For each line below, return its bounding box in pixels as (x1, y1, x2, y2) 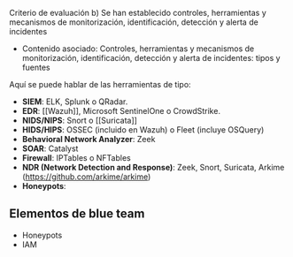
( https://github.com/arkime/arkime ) (21, 171, 151, 182)
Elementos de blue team (9, 207, 145, 222)
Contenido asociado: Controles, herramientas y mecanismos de (21, 43, 255, 54)
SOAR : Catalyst (21, 143, 79, 154)
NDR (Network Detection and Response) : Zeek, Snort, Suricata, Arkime (21, 163, 285, 172)
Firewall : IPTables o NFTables (21, 153, 131, 163)
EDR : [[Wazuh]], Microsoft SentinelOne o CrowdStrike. (21, 106, 221, 116)
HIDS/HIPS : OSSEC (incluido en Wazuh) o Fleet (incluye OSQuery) (21, 125, 265, 135)
